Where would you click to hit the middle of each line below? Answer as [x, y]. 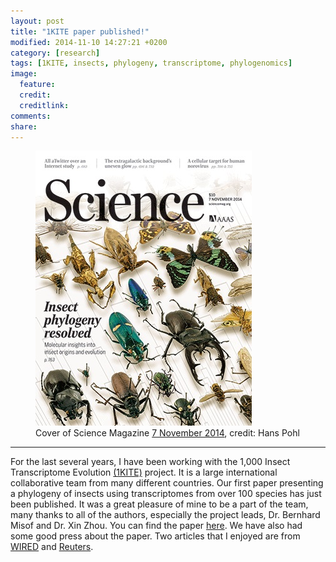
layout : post [37, 21]
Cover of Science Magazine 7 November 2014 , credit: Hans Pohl [167, 433]
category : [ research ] [55, 53]
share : [24, 126]
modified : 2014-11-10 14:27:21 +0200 [89, 42]
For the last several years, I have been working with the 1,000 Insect [150, 462]
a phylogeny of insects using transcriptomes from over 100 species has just [166, 494]
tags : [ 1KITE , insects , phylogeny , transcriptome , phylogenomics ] [151, 63]
